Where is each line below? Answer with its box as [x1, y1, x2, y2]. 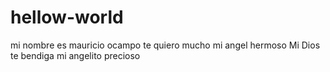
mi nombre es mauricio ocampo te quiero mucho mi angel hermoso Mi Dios [10, 39, 321, 51]
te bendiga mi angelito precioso [10, 49, 141, 61]
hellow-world [10, 6, 124, 29]
